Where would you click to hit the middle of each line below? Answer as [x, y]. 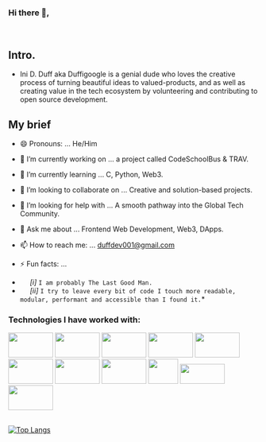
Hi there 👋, [29, 13]
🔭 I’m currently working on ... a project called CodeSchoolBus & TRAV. [134, 159]
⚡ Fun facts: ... [43, 264]
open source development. [64, 99]
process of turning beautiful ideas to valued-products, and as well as [133, 83]
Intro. [22, 55]
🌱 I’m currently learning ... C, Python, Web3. [91, 174]
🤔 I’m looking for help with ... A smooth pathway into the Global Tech [131, 205]
